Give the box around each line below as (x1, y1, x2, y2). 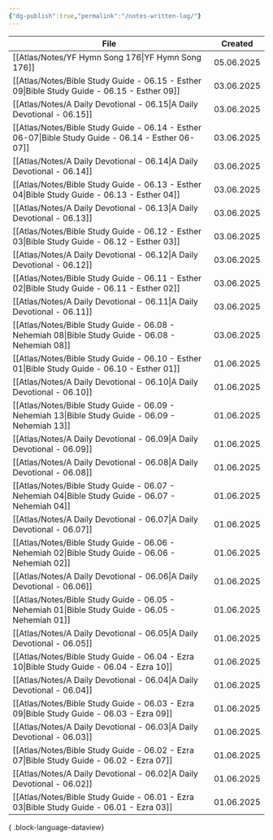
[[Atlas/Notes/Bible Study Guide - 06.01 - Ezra (12, 791, 195, 803)
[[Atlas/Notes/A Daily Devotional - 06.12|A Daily (12, 249, 199, 260)
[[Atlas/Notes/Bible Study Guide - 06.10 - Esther (12, 352, 201, 364)
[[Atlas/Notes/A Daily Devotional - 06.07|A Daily (12, 514, 199, 525)
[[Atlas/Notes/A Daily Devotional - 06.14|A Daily (12, 155, 199, 167)
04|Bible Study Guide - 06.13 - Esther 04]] (12, 189, 180, 200)
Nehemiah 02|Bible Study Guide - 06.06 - (12, 547, 176, 558)
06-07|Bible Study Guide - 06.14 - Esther (12, 132, 177, 143)
